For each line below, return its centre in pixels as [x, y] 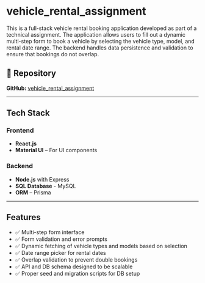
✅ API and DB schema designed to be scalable [74, 266]
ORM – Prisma [33, 192]
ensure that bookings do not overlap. [53, 54]
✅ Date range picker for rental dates [60, 252]
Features [23, 217]
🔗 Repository [31, 74]
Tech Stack [28, 113]
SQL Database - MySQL [45, 186]
